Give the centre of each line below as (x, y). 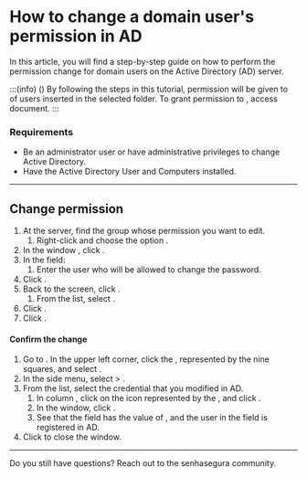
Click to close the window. (72, 437)
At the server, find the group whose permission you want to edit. (144, 231)
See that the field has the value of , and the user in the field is (152, 418)
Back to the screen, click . (71, 289)
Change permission (67, 209)
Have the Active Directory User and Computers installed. (129, 172)
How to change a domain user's (132, 17)
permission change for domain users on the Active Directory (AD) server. (147, 71)
